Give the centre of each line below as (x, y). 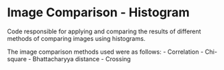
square (17, 58)
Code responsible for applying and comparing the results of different (104, 31)
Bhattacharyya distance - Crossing (82, 58)
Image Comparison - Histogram (98, 13)
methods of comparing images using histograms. (76, 38)
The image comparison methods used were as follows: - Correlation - (105, 52)
